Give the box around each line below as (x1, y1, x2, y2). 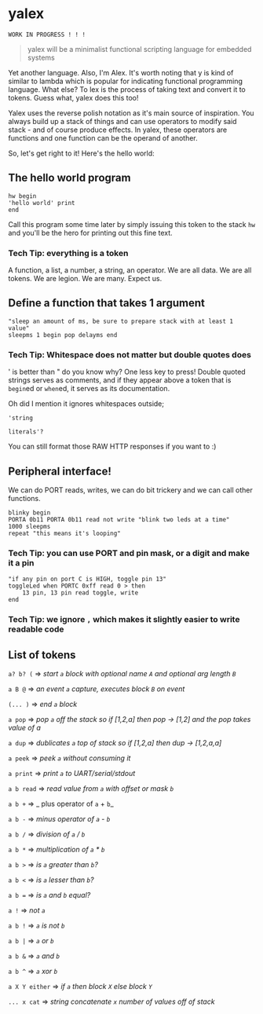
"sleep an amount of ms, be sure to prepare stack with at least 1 (8, 317, 234, 325)
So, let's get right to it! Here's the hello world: (8, 148, 155, 158)
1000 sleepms (8, 522, 51, 530)
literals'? (8, 428, 44, 436)
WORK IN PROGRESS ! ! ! (8, 31, 86, 38)
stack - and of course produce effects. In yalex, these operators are (8, 125, 228, 134)
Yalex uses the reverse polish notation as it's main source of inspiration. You (8, 108, 254, 118)
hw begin (8, 192, 37, 200)
